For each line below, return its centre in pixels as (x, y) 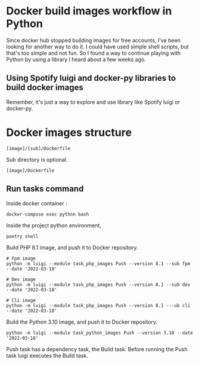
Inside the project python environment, (54, 225)
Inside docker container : (37, 203)
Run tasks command (45, 189)
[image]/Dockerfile (30, 171)
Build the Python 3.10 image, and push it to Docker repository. (82, 322)
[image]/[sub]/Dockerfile (38, 148)
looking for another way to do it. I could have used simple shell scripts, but (97, 47)
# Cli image (21, 300)
